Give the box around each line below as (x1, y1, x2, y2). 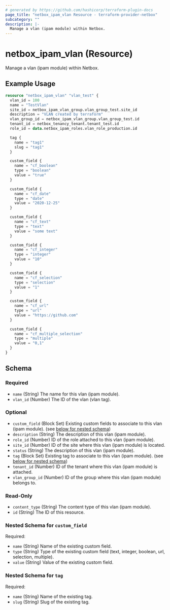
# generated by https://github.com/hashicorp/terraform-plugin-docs (5, 7, 153, 13)
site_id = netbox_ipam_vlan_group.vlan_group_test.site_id (10, 107, 138, 112)
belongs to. (12, 480, 37, 486)
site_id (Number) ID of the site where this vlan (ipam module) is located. (12, 442, 165, 448)
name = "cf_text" (14, 219, 51, 224)
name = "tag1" (14, 140, 44, 145)
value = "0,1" (14, 341, 44, 346)
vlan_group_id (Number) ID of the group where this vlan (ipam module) (12, 474, 161, 480)
